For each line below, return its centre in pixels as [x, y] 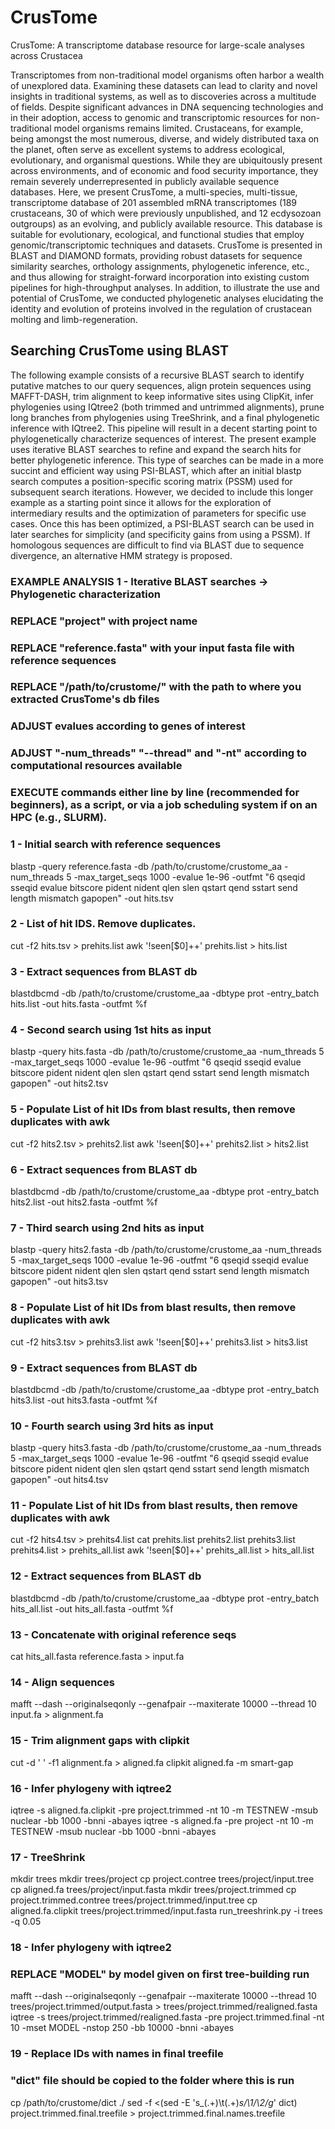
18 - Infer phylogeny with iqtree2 [91, 1948]
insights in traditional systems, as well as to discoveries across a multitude [163, 96]
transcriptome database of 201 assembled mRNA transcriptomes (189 [154, 202]
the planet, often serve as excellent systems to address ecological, [147, 149]
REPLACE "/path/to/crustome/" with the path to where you [156, 687]
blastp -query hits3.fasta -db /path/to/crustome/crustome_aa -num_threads [166, 1448]
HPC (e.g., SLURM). [59, 818]
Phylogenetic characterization [85, 594]
